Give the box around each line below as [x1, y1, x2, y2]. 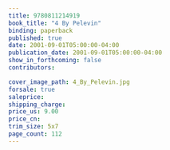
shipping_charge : [8, 101, 66, 109]
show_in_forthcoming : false [8, 57, 102, 65]
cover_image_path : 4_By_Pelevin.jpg [8, 77, 130, 86]
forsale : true [8, 85, 56, 93]
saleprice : [8, 93, 45, 101]
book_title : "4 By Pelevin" [8, 19, 102, 27]
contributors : [8, 64, 56, 72]
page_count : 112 [8, 130, 62, 138]
